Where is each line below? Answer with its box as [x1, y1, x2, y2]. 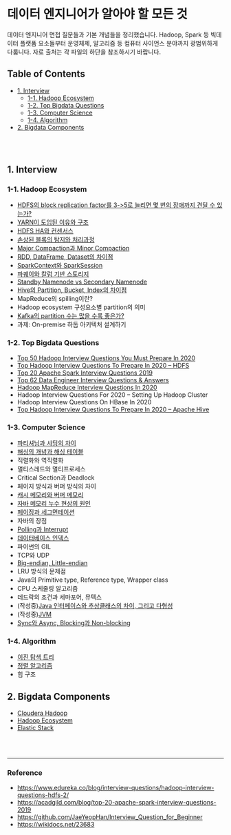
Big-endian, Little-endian [16, 559, 88, 567]
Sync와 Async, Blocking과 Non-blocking [16, 619, 131, 627]
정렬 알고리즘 [16, 662, 53, 670]
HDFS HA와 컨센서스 [16, 227, 74, 235]
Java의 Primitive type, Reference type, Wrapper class [16, 576, 168, 584]
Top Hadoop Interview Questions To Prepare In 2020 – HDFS [16, 361, 190, 369]
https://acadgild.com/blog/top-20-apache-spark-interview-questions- [16, 798, 217, 807]
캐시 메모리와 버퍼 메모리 [16, 491, 84, 499]
